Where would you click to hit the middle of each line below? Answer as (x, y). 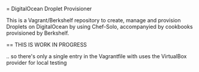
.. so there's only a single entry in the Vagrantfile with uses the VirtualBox (97, 56)
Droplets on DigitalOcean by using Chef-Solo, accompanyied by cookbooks (99, 27)
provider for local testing (37, 63)
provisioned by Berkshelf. (38, 33)
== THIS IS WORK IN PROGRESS (46, 45)
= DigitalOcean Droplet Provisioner (49, 9)
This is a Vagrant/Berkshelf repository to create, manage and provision (94, 20)
